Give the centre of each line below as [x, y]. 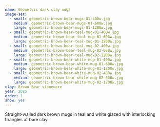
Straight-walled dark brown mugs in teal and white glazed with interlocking [80, 114]
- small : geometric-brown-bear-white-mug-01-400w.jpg [65, 60]
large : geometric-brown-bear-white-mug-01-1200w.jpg [69, 69]
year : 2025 [16, 91]
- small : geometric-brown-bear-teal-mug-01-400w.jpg [64, 32]
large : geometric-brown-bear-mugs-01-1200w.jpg [63, 28]
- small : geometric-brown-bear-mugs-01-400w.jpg [60, 19]
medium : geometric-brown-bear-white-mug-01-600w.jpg [69, 64]
